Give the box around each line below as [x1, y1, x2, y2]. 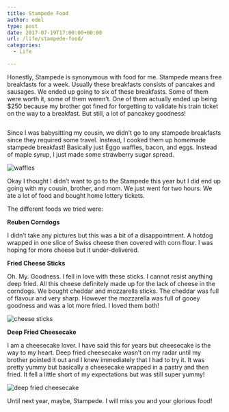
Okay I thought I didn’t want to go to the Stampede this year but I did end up [7, 177, 221, 185]
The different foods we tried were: [7, 205, 104, 213]
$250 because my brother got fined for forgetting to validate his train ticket [7, 102, 219, 110]
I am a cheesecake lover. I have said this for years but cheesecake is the [7, 341, 211, 349]
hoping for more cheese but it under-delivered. [7, 246, 139, 254]
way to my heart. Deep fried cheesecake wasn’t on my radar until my [7, 348, 202, 357]
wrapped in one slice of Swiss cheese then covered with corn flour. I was [7, 238, 213, 246]
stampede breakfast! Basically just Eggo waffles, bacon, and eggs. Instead [7, 143, 217, 151]
